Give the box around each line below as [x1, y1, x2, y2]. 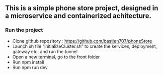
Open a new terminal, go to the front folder [12, 54, 100, 60]
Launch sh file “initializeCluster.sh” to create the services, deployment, [12, 43, 158, 49]
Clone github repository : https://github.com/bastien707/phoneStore [12, 38, 153, 44]
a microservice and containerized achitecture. [5, 12, 152, 20]
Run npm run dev [12, 64, 48, 70]
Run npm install [12, 59, 44, 65]
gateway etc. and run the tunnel [12, 48, 78, 54]
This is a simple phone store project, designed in [5, 4, 159, 12]
